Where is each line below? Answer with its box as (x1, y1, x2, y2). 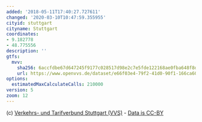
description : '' (6, 48, 47, 54)
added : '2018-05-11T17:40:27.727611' (6, 8, 101, 15)
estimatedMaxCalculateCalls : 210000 (11, 82, 103, 88)
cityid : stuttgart (6, 20, 52, 26)
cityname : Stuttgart (6, 25, 58, 32)
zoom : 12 (6, 93, 28, 99)
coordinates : (6, 31, 39, 37)
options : (6, 76, 28, 82)
